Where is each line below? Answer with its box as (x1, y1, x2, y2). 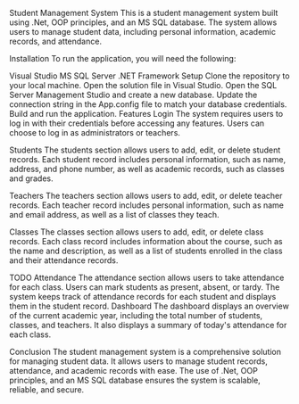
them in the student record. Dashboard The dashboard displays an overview (9, 301, 290, 311)
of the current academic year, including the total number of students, (9, 310, 263, 320)
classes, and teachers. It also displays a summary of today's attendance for (9, 320, 287, 330)
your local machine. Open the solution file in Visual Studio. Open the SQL (9, 80, 278, 90)
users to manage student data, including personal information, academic (9, 27, 277, 37)
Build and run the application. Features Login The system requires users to (9, 109, 284, 119)
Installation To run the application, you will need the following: (9, 54, 237, 63)
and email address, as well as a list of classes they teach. (9, 210, 220, 219)
